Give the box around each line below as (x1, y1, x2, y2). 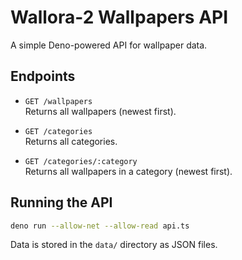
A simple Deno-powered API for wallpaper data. (10, 39, 208, 51)
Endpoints (10, 68, 76, 85)
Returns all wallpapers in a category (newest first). (24, 165, 233, 177)
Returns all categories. (24, 135, 118, 147)
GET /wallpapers (24, 96, 93, 106)
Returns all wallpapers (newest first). (24, 105, 177, 117)
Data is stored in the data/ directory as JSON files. (10, 239, 218, 251)
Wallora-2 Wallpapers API (10, 6, 229, 29)
